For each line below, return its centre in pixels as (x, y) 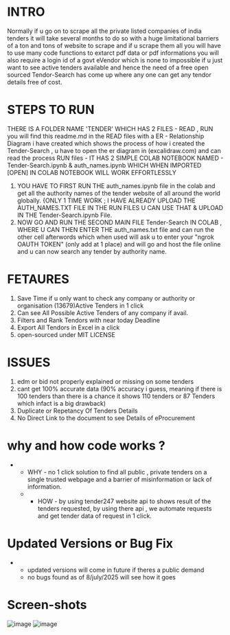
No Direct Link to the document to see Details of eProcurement (106, 418)
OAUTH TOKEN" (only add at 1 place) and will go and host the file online (119, 244)
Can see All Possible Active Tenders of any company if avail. (103, 312)
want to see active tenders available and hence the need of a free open (108, 67)
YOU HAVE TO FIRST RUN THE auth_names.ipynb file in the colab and (116, 185)
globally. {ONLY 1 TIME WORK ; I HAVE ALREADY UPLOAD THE (106, 200)
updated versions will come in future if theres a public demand (116, 570)
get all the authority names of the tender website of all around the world (119, 193)
